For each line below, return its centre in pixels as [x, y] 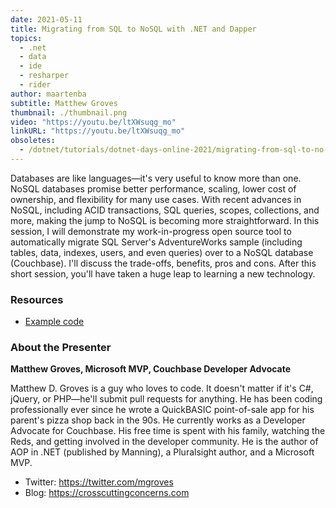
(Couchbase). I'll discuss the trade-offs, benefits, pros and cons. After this [163, 263]
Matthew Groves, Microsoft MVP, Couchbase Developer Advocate [151, 369]
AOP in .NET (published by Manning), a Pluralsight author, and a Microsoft [162, 452]
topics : [26, 38]
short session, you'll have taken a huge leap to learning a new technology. [163, 273]
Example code [54, 322]
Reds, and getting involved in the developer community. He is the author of [164, 442]
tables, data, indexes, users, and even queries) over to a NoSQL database [162, 252]
